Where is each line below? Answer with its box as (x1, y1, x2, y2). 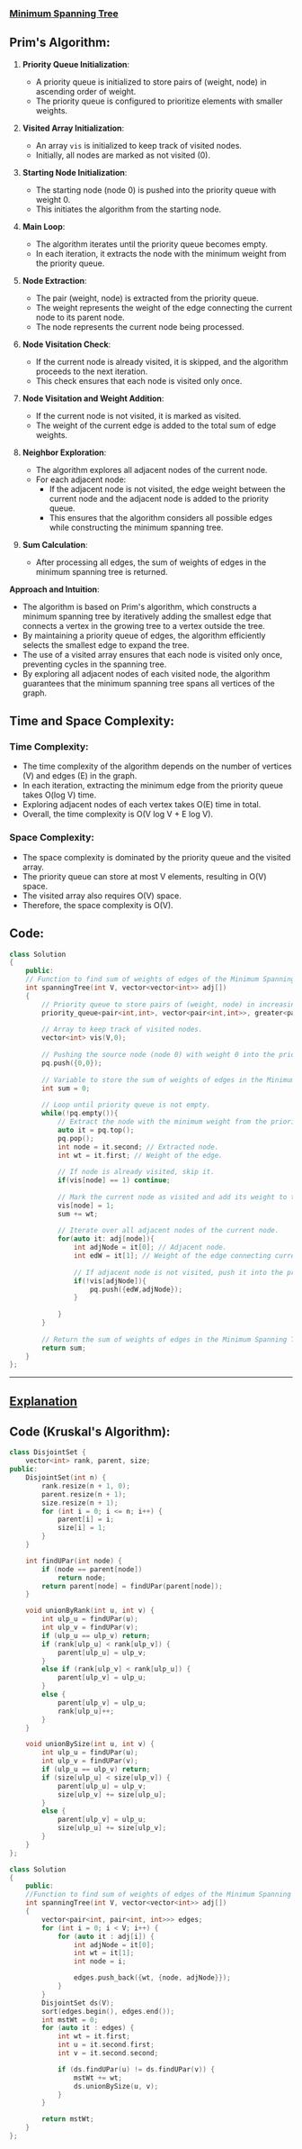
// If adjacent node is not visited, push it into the (73, 1268, 283, 1277)
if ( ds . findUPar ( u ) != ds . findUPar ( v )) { (57, 2064, 216, 2074)
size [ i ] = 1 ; (57, 1524, 106, 1533)
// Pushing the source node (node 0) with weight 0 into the (41, 1051, 276, 1060)
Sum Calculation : (22, 539, 88, 550)
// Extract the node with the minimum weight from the (57, 1117, 268, 1126)
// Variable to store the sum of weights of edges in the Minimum (41, 1075, 296, 1084)
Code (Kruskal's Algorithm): (9, 1425, 171, 1440)
